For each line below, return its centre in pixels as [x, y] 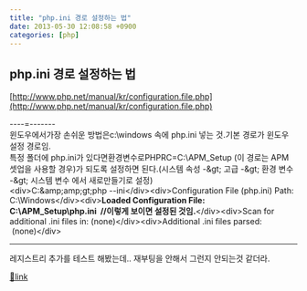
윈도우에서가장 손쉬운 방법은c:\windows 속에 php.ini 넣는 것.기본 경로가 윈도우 [149, 135]
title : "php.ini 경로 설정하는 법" [70, 18]
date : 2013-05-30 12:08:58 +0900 [73, 26]
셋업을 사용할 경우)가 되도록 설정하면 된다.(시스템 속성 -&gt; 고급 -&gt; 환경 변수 [152, 169]
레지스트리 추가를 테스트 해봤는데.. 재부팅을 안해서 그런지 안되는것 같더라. [140, 259]
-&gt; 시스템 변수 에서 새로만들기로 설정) [81, 181]
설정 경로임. [31, 146]
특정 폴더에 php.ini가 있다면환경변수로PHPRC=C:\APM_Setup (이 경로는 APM [149, 158]
